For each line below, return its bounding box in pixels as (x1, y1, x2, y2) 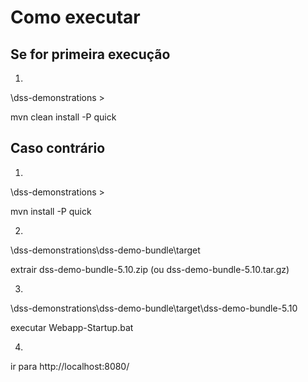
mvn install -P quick (10, 205, 92, 217)
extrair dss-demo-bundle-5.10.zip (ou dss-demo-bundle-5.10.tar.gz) (10, 263, 290, 275)
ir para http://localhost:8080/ (10, 360, 130, 372)
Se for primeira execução (10, 46, 171, 63)
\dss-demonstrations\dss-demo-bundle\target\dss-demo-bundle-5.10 (10, 302, 298, 314)
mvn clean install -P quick (10, 111, 117, 123)
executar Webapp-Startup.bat (10, 321, 134, 333)
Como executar (10, 6, 141, 29)
